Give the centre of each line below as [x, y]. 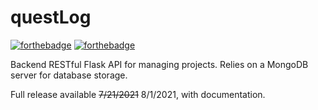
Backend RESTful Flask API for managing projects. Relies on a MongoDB [159, 64]
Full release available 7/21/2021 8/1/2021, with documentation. [138, 94]
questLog [51, 17]
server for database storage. [69, 75]
